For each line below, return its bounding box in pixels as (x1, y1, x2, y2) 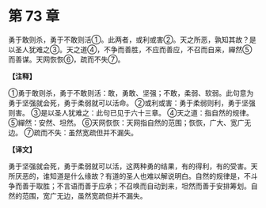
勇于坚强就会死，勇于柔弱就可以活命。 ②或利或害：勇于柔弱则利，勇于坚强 (8, 98, 256, 108)
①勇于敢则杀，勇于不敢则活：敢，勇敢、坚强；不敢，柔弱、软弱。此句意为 (8, 88, 254, 97)
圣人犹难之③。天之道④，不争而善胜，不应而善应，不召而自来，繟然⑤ (14, 44, 253, 54)
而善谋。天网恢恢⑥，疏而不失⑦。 (8, 55, 125, 64)
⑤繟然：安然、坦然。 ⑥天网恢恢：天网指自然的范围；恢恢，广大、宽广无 (8, 118, 252, 127)
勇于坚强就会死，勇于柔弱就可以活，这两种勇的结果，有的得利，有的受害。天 (8, 161, 258, 171)
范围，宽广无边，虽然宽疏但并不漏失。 (21, 191, 147, 200)
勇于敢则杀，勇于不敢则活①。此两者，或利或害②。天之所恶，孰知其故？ (8, 35, 249, 44)
